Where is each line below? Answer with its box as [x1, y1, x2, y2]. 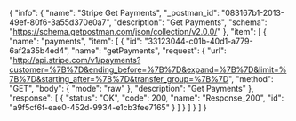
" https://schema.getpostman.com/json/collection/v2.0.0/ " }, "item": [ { [9, 27, 267, 36]
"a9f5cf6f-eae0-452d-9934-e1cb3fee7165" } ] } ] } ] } [9, 102, 207, 112]
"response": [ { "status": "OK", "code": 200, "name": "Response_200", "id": [9, 93, 284, 103]
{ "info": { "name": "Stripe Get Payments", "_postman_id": [9, 8, 220, 18]
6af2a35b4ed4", [9, 45, 69, 56]
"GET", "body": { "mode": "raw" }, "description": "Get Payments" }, [9, 84, 254, 93]
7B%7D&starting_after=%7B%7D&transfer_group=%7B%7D [9, 74, 229, 84]
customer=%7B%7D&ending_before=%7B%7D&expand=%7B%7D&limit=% [9, 64, 287, 75]
